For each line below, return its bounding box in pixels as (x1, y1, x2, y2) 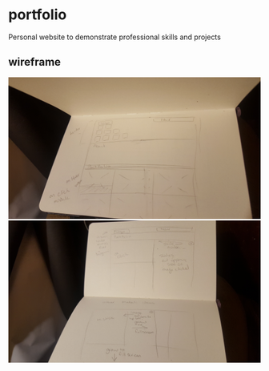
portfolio (8, 6, 67, 24)
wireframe (8, 55, 62, 69)
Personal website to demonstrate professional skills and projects (8, 32, 222, 42)
